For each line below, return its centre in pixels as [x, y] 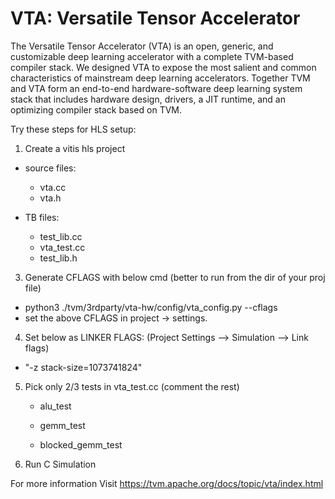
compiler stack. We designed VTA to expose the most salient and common [163, 67]
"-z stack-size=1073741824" [83, 367]
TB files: [42, 217]
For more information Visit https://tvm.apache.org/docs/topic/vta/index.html [167, 483]
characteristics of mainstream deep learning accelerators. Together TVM [160, 78]
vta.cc [53, 187]
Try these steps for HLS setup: [73, 129]
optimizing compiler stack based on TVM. [96, 109]
